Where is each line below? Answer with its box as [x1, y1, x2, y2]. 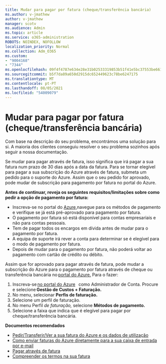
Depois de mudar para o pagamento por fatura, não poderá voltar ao [12, 246, 152, 252]
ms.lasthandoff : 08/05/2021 [5, 85, 63, 91]
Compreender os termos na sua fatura [12, 353, 90, 360]
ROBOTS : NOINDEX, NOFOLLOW [5, 40, 61, 45]
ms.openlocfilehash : [5, 67, 48, 72]
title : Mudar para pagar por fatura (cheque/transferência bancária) [5, 7, 152, 12]
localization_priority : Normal [5, 44, 70, 49]
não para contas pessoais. [12, 220, 67, 226]
